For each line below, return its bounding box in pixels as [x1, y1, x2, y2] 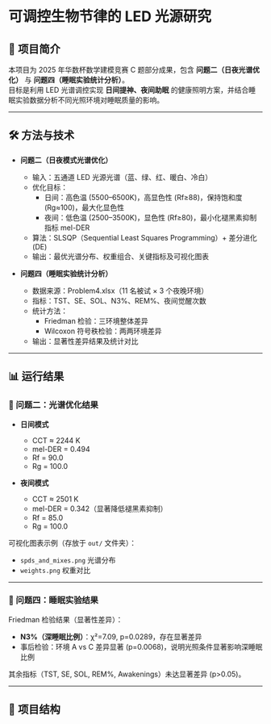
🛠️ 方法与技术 [8, 128, 75, 142]
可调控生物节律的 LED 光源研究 [8, 7, 212, 26]
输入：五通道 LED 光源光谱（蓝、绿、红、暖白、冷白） [31, 172, 212, 182]
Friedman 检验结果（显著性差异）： [8, 614, 123, 624]
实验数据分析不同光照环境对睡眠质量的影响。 [15, 95, 164, 105]
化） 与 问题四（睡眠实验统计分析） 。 [8, 75, 129, 85]
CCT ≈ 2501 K [31, 494, 79, 504]
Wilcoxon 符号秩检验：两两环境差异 [44, 326, 162, 336]
